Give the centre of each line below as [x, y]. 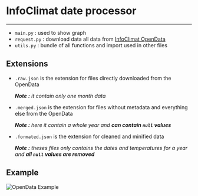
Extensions [27, 64]
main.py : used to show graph [50, 32]
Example [22, 173]
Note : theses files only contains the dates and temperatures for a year [101, 148]
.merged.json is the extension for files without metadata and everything [101, 107]
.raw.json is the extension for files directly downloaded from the [93, 78]
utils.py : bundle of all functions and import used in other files [91, 45]
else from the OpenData [44, 113]
